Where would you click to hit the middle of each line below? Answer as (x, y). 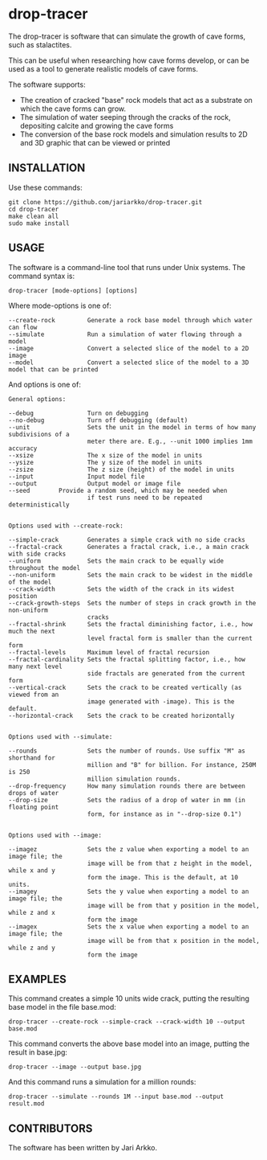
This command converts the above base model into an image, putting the (129, 1044)
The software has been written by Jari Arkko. (83, 1148)
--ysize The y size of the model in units (105, 462)
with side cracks (37, 554)
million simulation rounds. (134, 779)
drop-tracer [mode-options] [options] (73, 290)
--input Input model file (77, 476)
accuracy (23, 448)
